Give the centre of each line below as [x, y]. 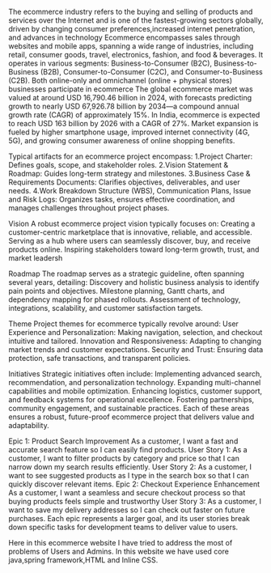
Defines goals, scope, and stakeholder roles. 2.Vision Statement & [119, 165]
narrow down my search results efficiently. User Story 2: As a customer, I [130, 467]
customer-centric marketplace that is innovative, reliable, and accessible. [130, 232]
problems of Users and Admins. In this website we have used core [119, 551]
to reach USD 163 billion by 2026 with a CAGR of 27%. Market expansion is [133, 123]
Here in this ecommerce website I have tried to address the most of [121, 543]
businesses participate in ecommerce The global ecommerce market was [131, 89]
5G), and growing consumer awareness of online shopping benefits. [122, 140]
